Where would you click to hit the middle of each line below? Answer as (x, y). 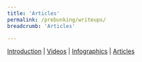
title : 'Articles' (33, 13)
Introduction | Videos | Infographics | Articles (71, 51)
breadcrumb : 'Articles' (41, 26)
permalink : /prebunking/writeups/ (57, 20)
